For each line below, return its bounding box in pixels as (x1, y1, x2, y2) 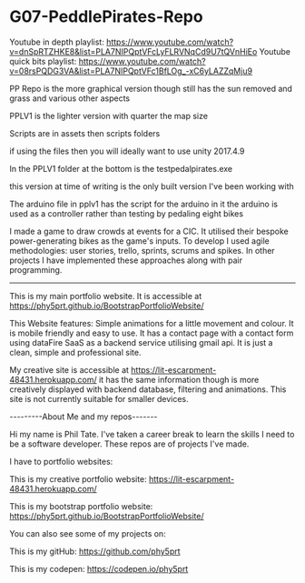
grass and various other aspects (9, 93, 130, 104)
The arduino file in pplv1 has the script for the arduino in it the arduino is (9, 198, 279, 209)
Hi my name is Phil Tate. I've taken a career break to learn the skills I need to (9, 428, 295, 439)
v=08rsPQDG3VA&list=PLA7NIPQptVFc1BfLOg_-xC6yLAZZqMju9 (9, 65, 252, 76)
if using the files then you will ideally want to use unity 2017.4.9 (9, 146, 245, 156)
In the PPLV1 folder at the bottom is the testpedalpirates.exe (9, 163, 233, 174)
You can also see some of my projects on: (9, 528, 166, 538)
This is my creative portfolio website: (9, 473, 147, 484)
